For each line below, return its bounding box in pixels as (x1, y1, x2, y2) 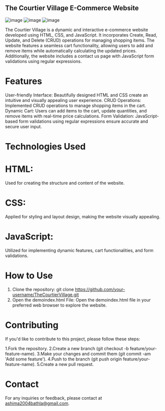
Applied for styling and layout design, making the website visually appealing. (5, 213, 161, 219)
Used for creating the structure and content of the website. (5, 180, 125, 186)
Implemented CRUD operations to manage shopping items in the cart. (5, 103, 146, 108)
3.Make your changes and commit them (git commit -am (36, 351, 151, 357)
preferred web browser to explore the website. (12, 302, 107, 308)
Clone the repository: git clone (12, 286, 74, 292)
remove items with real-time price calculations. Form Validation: (5, 113, 134, 119)
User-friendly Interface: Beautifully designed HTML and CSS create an (5, 92, 148, 98)
